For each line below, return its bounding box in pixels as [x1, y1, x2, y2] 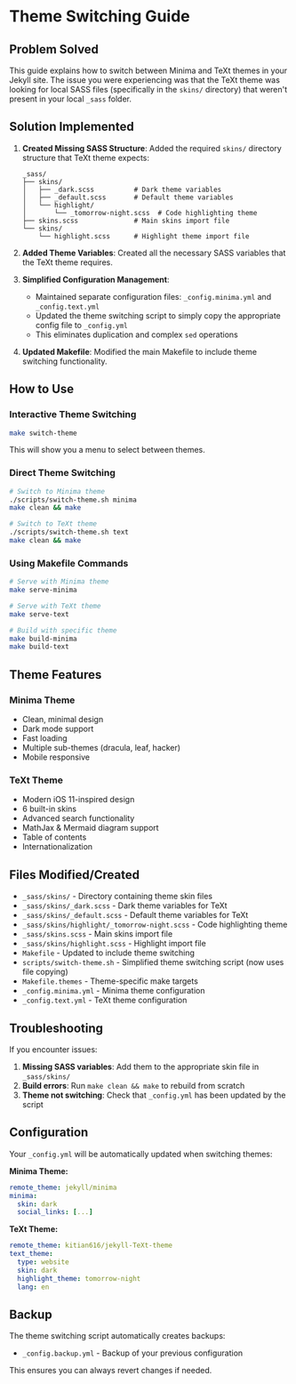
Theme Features [9, 667, 102, 682]
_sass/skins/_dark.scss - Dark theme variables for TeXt [21, 900, 228, 911]
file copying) [21, 967, 68, 978]
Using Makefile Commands [9, 557, 129, 569]
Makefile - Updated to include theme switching [21, 947, 196, 958]
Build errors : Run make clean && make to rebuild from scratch [21, 1080, 245, 1090]
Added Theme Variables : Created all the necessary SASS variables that [21, 247, 286, 258]
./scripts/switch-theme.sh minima [9, 495, 138, 504]
